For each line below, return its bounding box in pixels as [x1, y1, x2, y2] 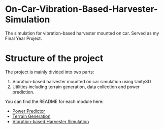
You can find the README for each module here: [5, 98, 104, 104]
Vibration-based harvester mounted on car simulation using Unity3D [12, 78, 151, 84]
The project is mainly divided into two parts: [5, 69, 95, 75]
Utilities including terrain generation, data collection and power [12, 84, 140, 90]
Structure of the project [5, 53, 103, 64]
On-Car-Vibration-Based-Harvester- [5, 3, 158, 15]
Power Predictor [12, 108, 45, 114]
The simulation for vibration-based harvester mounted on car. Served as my [5, 30, 159, 36]
